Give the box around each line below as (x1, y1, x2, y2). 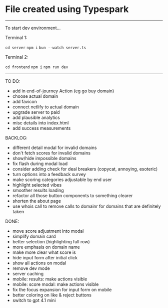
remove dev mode (12, 265, 50, 271)
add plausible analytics (12, 114, 60, 120)
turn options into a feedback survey (12, 171, 86, 177)
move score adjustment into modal (12, 228, 84, 234)
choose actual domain (12, 93, 58, 99)
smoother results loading (12, 187, 64, 193)
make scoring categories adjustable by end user (12, 177, 112, 183)
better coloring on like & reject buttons (12, 292, 91, 298)
